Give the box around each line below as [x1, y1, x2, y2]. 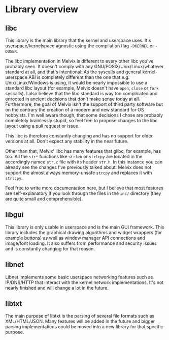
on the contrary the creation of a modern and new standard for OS [5, 107, 144, 112]
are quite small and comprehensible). [5, 196, 83, 202]
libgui [5, 210, 24, 219]
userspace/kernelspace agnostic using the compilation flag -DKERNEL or [5, 43, 154, 49]
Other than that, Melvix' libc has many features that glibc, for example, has [5, 148, 161, 154]
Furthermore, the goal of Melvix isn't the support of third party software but [5, 101, 163, 107]
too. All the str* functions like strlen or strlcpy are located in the [5, 154, 143, 159]
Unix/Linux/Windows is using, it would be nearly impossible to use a [5, 80, 148, 86]
